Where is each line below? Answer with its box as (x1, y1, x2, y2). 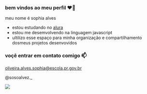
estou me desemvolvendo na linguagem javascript (12, 30, 113, 36)
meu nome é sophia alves (5, 15, 57, 21)
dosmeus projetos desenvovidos (12, 40, 77, 46)
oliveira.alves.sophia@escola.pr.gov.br (5, 65, 82, 71)
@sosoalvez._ (5, 74, 33, 80)
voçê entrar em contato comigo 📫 (5, 53, 87, 59)
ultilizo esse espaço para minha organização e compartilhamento (12, 35, 142, 40)
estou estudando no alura (12, 25, 63, 30)
